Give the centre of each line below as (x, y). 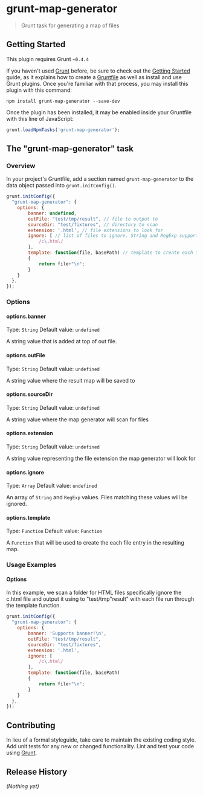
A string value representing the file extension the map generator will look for (101, 458)
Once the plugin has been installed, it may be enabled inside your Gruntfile (99, 112)
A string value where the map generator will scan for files (78, 419)
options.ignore (25, 472)
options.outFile (26, 355)
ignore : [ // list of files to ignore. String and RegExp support (113, 236)
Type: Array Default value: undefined (52, 486)
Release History (37, 772)
